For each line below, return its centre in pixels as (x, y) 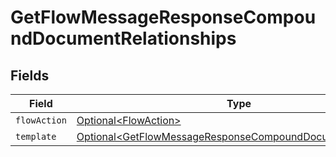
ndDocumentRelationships (123, 38)
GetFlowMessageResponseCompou (163, 17)
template (36, 136)
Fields (30, 75)
